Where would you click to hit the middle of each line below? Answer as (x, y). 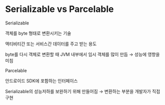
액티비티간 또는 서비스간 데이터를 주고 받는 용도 (51, 44)
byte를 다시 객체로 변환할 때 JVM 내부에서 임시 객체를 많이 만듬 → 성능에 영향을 (82, 54)
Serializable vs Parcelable (60, 9)
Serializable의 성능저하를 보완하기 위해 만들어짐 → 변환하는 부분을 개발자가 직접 (83, 91)
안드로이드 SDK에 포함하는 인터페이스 (41, 81)
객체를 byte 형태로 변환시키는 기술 (38, 33)
